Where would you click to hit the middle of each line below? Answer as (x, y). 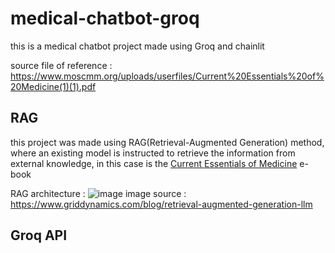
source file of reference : (61, 65)
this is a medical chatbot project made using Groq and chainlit (137, 46)
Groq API (39, 235)
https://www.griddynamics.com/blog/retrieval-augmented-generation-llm (161, 204)
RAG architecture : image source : (98, 193)
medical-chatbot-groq (105, 18)
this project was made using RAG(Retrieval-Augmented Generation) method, (167, 142)
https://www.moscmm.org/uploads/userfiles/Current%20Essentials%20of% (167, 76)
